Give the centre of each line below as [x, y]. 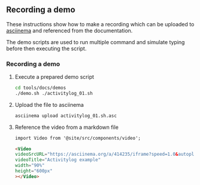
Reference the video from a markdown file [67, 127]
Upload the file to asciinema [49, 104]
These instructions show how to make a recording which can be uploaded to [100, 24]
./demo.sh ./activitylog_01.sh [54, 93]
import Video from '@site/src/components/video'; [78, 138]
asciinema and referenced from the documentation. [70, 30]
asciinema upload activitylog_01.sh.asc [66, 116]
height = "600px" [34, 171]
